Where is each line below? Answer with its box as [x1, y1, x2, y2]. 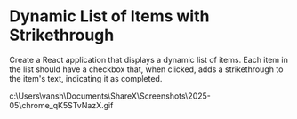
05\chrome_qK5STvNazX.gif [9, 99, 114, 110]
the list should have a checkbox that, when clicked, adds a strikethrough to [9, 64, 284, 75]
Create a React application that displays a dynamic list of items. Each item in [9, 54, 289, 65]
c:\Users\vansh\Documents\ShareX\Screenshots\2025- [9, 91, 211, 101]
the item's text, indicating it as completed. [9, 73, 163, 83]
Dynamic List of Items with [9, 6, 210, 27]
